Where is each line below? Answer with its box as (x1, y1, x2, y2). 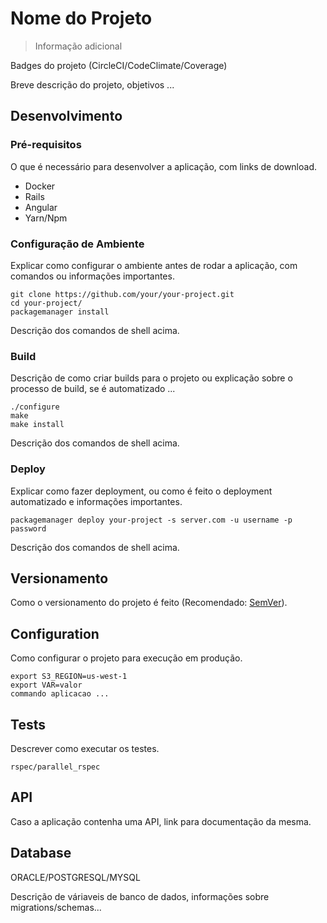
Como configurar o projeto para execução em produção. (10, 652, 243, 664)
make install (10, 420, 65, 430)
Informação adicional (34, 40, 123, 52)
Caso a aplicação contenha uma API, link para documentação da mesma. (10, 815, 312, 827)
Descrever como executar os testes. (10, 742, 160, 754)
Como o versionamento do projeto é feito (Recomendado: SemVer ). (10, 597, 288, 609)
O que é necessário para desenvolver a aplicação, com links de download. (10, 160, 317, 172)
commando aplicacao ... (10, 689, 110, 699)
